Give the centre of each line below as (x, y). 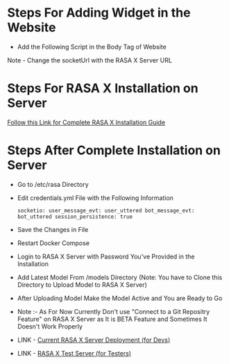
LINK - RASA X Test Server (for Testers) (74, 353)
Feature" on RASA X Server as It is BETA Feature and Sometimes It (112, 319)
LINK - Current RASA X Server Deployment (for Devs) (94, 340)
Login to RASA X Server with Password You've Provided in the (106, 256)
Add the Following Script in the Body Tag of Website (92, 47)
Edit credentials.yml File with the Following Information (95, 198)
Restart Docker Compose (53, 243)
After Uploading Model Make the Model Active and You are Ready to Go (120, 298)
